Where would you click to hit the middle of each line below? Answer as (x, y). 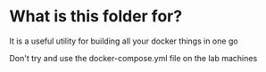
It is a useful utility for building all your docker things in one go (124, 41)
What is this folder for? (96, 16)
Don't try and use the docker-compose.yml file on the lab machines (133, 58)
